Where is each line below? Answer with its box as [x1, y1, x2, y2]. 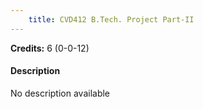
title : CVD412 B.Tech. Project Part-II [28, 14, 195, 25]
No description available [10, 87, 111, 99]
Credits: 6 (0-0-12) [10, 42, 90, 54]
